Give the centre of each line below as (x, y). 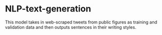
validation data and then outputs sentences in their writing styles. (71, 27)
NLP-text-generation (48, 9)
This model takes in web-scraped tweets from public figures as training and (81, 22)
